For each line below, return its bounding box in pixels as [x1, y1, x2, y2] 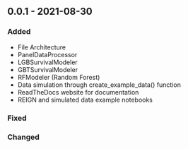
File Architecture [17, 42, 66, 52]
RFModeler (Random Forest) [17, 73, 100, 81]
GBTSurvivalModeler [17, 65, 78, 73]
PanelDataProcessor [17, 50, 78, 59]
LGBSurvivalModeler [17, 58, 78, 66]
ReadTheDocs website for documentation [17, 88, 139, 96]
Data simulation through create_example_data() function [17, 81, 182, 89]
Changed [7, 132, 40, 142]
